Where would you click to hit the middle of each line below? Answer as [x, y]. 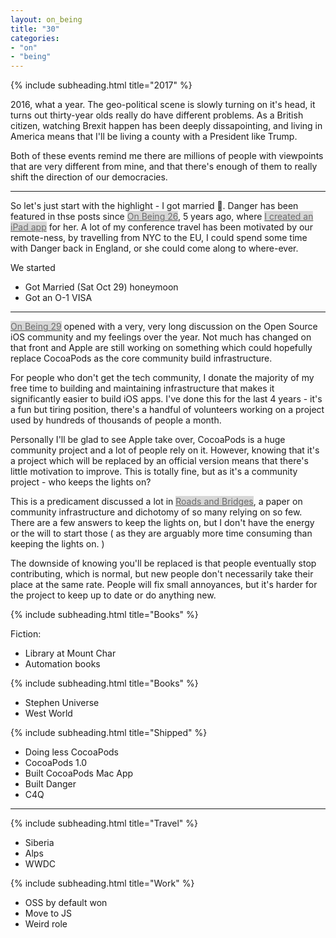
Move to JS [48, 913]
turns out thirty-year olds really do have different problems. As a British [157, 115]
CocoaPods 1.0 [56, 763]
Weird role [46, 924]
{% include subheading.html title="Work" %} [102, 883]
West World [48, 713]
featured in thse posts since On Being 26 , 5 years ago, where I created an [162, 217]
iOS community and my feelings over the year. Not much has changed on [161, 337]
